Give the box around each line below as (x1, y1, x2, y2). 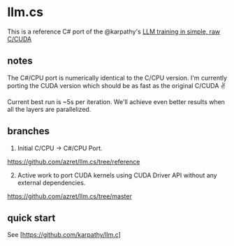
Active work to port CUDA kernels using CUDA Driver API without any (17, 171, 218, 179)
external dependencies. (17, 178, 86, 187)
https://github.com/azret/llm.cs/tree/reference (7, 157, 140, 166)
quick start (7, 212, 56, 224)
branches (7, 125, 50, 137)
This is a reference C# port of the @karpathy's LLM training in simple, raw (7, 27, 221, 36)
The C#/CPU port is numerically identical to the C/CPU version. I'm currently (7, 73, 228, 82)
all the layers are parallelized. (7, 105, 92, 113)
